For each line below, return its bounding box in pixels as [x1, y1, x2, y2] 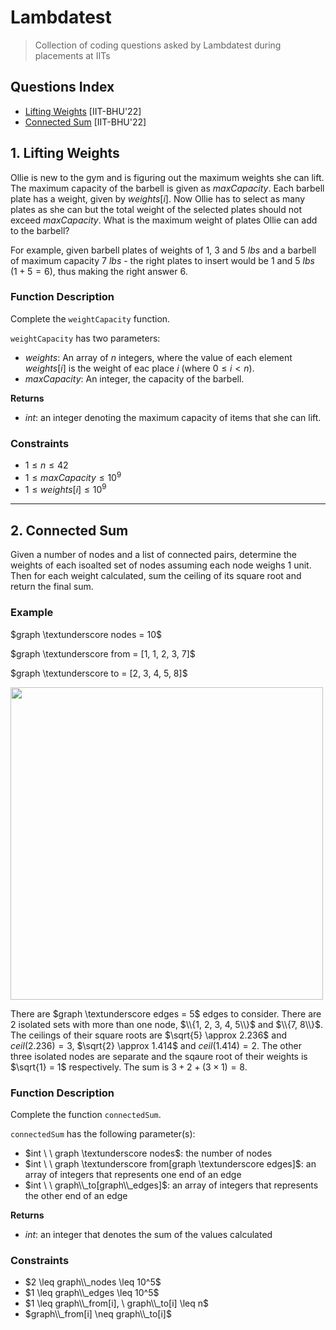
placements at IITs [34, 49, 111, 61]
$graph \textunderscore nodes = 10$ [10, 628, 162, 640]
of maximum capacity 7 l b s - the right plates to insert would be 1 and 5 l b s [10, 254, 315, 266]
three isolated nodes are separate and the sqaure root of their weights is [10, 1050, 308, 1062]
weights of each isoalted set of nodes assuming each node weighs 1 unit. [10, 559, 312, 571]
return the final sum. [10, 581, 94, 593]
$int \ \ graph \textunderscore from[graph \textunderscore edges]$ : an [24, 1157, 317, 1170]
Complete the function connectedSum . [10, 1108, 162, 1120]
